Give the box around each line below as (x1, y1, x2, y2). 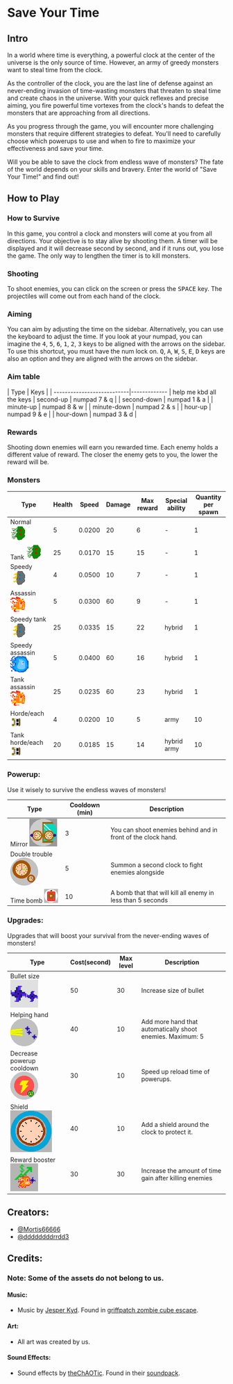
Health (53, 500, 73, 509)
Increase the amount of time (141, 1166, 222, 1175)
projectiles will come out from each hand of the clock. (7, 292, 161, 300)
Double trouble (10, 850, 53, 858)
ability (166, 504, 186, 512)
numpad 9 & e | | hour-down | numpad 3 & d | (7, 410, 137, 418)
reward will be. (7, 457, 50, 466)
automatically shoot (141, 1025, 198, 1033)
